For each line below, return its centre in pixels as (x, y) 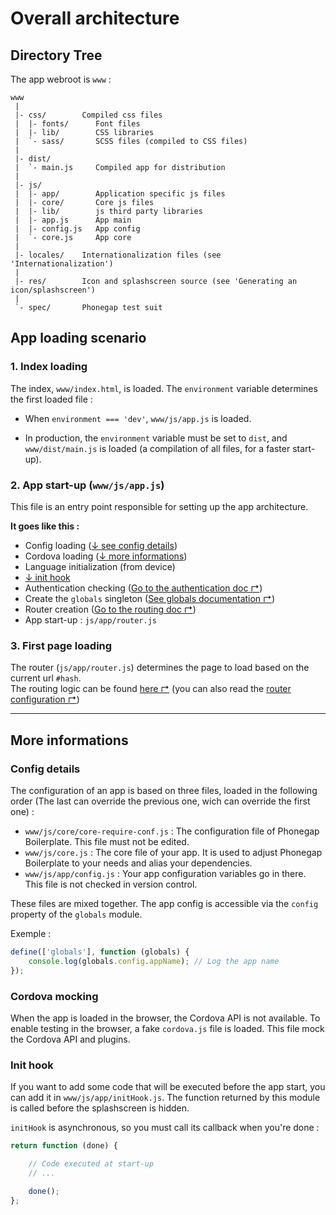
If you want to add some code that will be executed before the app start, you (168, 1087)
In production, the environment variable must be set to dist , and (156, 438)
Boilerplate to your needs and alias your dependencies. (138, 863)
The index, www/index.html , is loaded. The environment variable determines (164, 388)
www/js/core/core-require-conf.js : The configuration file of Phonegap (172, 831)
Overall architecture (95, 18)
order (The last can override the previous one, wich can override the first (160, 801)
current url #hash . (46, 678)
